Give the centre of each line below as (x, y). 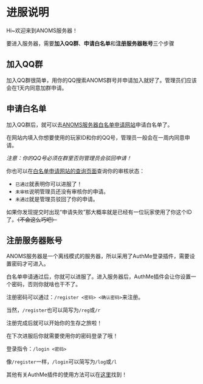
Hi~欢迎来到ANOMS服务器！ (42, 30)
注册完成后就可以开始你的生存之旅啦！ (54, 323)
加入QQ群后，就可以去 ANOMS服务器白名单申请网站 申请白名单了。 (90, 125)
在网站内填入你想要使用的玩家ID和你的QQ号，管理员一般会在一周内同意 (96, 137)
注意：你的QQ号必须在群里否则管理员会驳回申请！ (69, 158)
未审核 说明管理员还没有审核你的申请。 (62, 191)
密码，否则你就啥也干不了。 (46, 284)
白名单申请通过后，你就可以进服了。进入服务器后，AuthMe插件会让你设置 (99, 276)
